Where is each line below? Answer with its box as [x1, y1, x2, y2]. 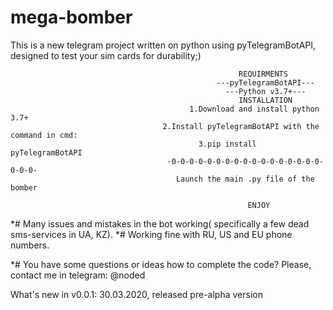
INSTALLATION [238, 95, 293, 105]
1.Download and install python [189, 104, 320, 114]
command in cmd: [10, 130, 78, 140]
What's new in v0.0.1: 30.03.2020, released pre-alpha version [10, 288, 263, 300]
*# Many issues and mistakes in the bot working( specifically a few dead [10, 217, 310, 230]
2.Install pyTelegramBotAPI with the [162, 121, 320, 131]
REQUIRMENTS [238, 69, 288, 79]
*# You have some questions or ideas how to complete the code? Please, [10, 258, 312, 270]
